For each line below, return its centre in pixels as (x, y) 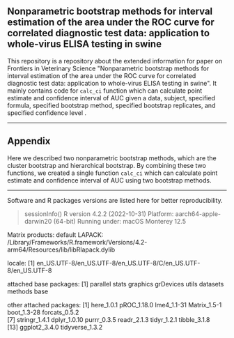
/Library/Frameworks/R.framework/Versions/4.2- (77, 242)
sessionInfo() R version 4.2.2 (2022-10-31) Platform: (99, 214)
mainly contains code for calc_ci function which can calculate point (105, 91)
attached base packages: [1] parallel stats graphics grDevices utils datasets (116, 284)
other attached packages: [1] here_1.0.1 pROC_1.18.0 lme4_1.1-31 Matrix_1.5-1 (115, 305)
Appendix (29, 141)
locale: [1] (21, 263)
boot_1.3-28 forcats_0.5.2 (43, 312)
